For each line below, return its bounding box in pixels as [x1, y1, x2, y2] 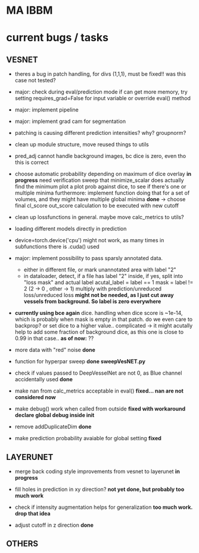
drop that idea [14, 510, 51, 517]
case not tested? [14, 77, 56, 84]
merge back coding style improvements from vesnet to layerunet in [14, 468, 181, 475]
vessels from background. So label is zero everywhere [23, 298, 161, 305]
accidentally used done [14, 376, 73, 383]
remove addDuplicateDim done [14, 423, 92, 430]
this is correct [14, 159, 49, 166]
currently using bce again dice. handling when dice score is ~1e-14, [14, 310, 183, 317]
